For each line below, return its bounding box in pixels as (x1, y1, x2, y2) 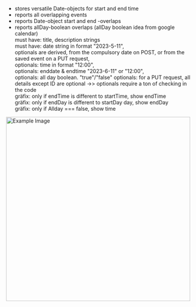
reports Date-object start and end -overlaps (14, 18, 121, 24)
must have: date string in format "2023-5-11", (14, 42, 125, 49)
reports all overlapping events (14, 11, 87, 18)
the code (14, 87, 36, 93)
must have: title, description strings (14, 37, 101, 43)
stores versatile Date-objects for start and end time (14, 5, 139, 12)
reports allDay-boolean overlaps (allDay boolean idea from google (14, 24, 175, 31)
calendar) (14, 30, 38, 37)
